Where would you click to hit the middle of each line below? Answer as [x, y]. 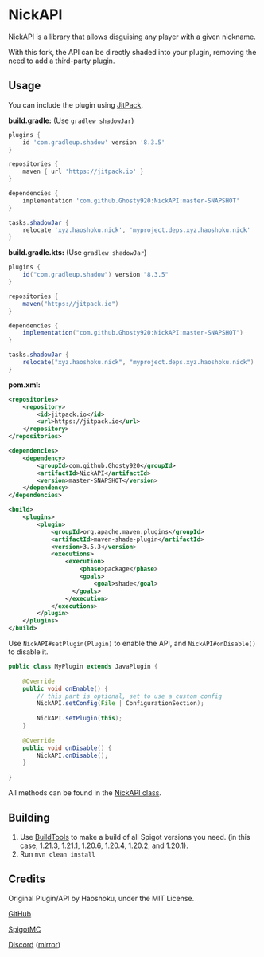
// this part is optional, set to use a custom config [130, 696]
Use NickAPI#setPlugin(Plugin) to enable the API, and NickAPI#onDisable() [132, 643]
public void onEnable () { [66, 688]
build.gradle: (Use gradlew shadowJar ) [71, 120]
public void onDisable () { [67, 748]
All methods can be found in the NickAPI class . [85, 793]
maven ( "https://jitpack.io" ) [71, 304]
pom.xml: [25, 385]
